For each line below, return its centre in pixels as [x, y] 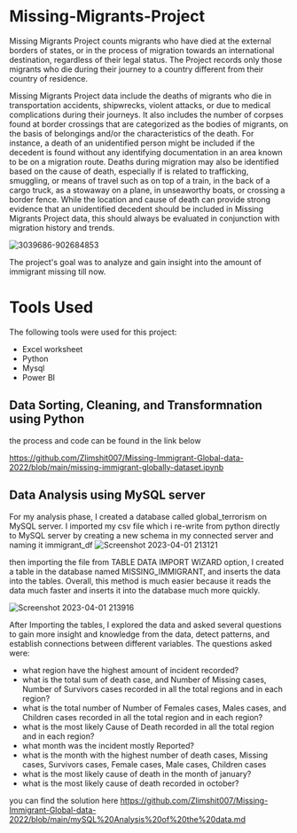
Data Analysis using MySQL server [107, 495]
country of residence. [49, 78]
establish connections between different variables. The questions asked [141, 643]
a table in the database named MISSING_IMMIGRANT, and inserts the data [145, 571]
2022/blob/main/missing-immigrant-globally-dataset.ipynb [117, 467]
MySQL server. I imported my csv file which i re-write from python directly [145, 526]
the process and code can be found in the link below [105, 440]
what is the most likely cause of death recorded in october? [130, 783]
